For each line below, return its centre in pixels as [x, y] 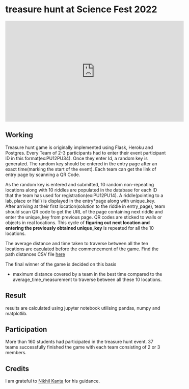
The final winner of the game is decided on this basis [61, 264]
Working [19, 135]
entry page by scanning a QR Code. [43, 175]
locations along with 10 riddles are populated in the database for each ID [81, 190]
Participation [26, 329]
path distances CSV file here [35, 254]
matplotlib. [17, 313]
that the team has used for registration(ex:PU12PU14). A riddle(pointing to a [84, 195]
